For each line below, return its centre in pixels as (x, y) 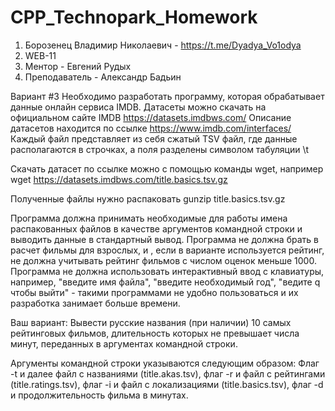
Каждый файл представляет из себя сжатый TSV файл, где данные (154, 138)
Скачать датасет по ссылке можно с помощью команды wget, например (167, 168)
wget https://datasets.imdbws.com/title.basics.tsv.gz (119, 179)
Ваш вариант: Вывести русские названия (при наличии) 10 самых (151, 322)
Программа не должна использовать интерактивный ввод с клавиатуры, (167, 271)
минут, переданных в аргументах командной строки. (124, 343)
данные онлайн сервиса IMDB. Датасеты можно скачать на (138, 107)
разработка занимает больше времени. (95, 303)
